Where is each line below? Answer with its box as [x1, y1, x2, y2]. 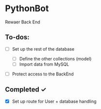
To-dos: [5, 33, 30, 41]
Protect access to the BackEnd [12, 71, 74, 77]
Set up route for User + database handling [12, 98, 97, 104]
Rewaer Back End [5, 19, 40, 25]
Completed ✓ [5, 86, 47, 94]
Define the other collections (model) [19, 55, 92, 61]
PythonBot [5, 3, 49, 14]
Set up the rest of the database [12, 46, 74, 52]
